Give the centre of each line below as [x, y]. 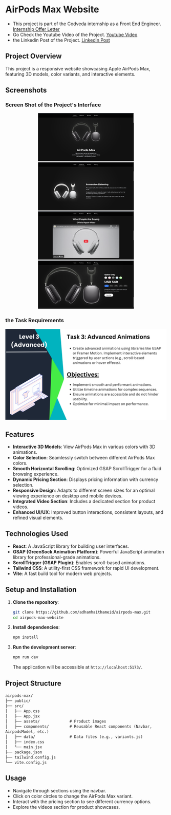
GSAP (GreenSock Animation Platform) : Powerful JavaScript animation [88, 551]
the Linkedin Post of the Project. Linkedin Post [61, 40]
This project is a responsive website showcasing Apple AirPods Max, [78, 68]
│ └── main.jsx [24, 747]
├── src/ [15, 706]
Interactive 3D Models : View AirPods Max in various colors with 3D [84, 447]
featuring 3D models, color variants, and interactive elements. [70, 74]
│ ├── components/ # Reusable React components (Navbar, [79, 726]
